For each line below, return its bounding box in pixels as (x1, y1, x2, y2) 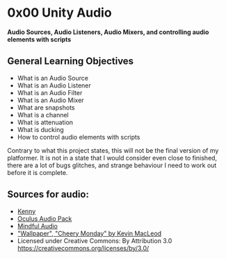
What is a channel (17, 110, 69, 119)
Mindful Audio (17, 222, 58, 230)
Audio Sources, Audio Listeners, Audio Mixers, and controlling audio (7, 28, 209, 36)
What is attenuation (17, 118, 74, 126)
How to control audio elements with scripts (17, 133, 140, 141)
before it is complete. (7, 168, 68, 176)
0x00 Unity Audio (7, 5, 113, 21)
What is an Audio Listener (17, 81, 92, 90)
